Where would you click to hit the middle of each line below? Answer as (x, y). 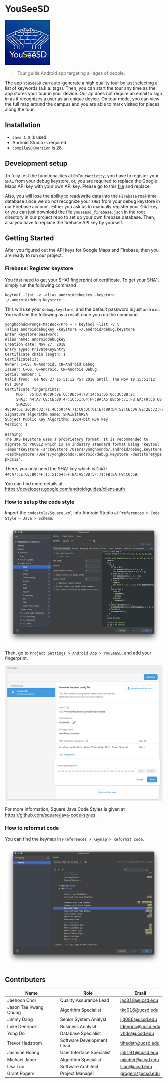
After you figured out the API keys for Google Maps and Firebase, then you (82, 250)
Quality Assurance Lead (85, 1000)
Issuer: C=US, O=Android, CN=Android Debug (51, 369)
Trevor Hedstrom (25, 1043)
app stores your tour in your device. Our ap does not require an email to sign (84, 93)
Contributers (26, 980)
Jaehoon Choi (22, 1000)
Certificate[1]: (22, 359)
